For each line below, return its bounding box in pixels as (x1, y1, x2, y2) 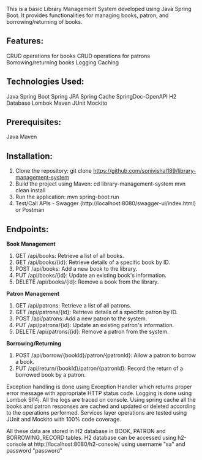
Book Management (6, 240, 56, 247)
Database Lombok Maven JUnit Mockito (6, 99, 108, 107)
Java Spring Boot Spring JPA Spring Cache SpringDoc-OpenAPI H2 (6, 92, 177, 100)
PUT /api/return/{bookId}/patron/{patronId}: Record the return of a (15, 364, 184, 372)
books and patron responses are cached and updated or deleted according (6, 402, 196, 410)
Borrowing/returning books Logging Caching (6, 58, 119, 66)
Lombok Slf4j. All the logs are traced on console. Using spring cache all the (6, 396, 196, 404)
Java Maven (6, 133, 37, 140)
